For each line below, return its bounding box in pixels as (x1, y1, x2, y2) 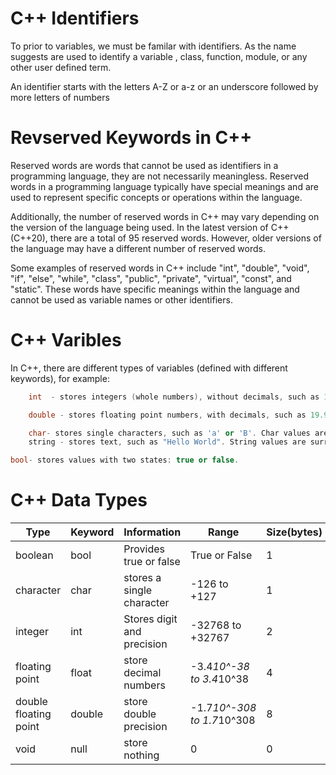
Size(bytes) (266, 525, 323, 539)
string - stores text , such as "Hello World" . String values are (28, 437, 307, 447)
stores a (123, 571, 162, 585)
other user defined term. (10, 61, 112, 73)
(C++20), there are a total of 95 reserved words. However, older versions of (10, 232, 322, 244)
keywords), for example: (10, 372, 110, 384)
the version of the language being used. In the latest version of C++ (10, 221, 290, 233)
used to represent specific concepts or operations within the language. (10, 191, 303, 203)
